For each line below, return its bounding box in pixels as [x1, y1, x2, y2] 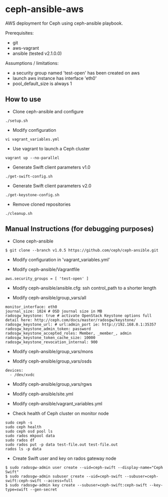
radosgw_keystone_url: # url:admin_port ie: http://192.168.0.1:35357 [5, 322, 156, 327]
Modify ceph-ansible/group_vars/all [12, 294, 87, 300]
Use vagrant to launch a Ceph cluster [12, 145, 90, 151]
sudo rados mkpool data [5, 433, 55, 438]
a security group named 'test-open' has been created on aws [12, 69, 140, 76]
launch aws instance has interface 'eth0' [12, 75, 97, 81]
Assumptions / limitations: [5, 60, 59, 66]
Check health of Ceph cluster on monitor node [12, 410, 109, 416]
